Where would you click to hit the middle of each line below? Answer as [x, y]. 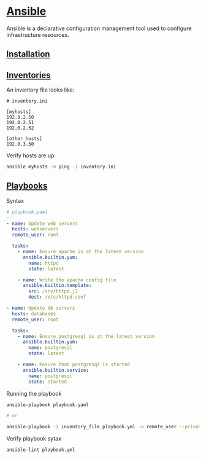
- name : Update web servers [42, 223]
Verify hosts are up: [31, 155]
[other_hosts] [25, 139]
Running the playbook [34, 393]
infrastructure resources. [38, 34]
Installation [28, 54]
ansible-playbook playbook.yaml [48, 405]
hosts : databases [34, 314]
